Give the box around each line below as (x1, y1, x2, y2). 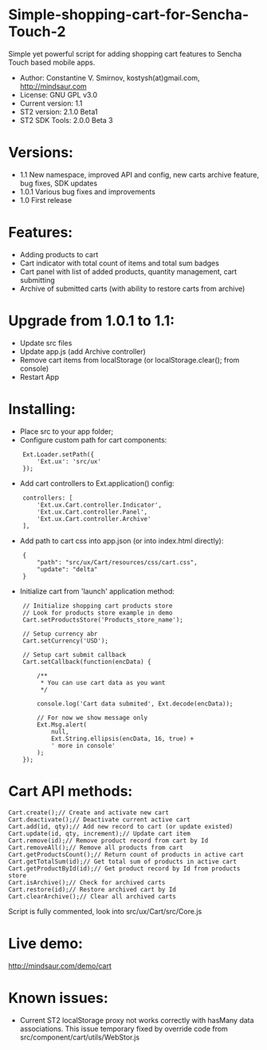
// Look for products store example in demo (22, 609, 173, 617)
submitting (19, 275, 56, 284)
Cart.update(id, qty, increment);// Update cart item (8, 829, 191, 837)
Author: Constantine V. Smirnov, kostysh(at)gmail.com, (19, 73, 201, 82)
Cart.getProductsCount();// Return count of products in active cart (8, 850, 245, 858)
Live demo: (8, 934, 84, 953)
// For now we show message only (37, 714, 148, 722)
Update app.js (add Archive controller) (19, 346, 146, 356)
